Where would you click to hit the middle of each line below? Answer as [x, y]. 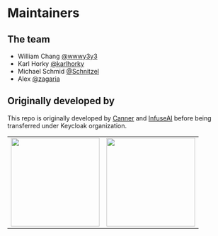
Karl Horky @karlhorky [51, 64]
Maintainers [44, 13]
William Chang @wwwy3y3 [57, 56]
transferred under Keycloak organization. [67, 125]
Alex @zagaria [39, 79]
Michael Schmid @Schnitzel [58, 71]
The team [29, 39]
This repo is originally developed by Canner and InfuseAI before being [109, 118]
